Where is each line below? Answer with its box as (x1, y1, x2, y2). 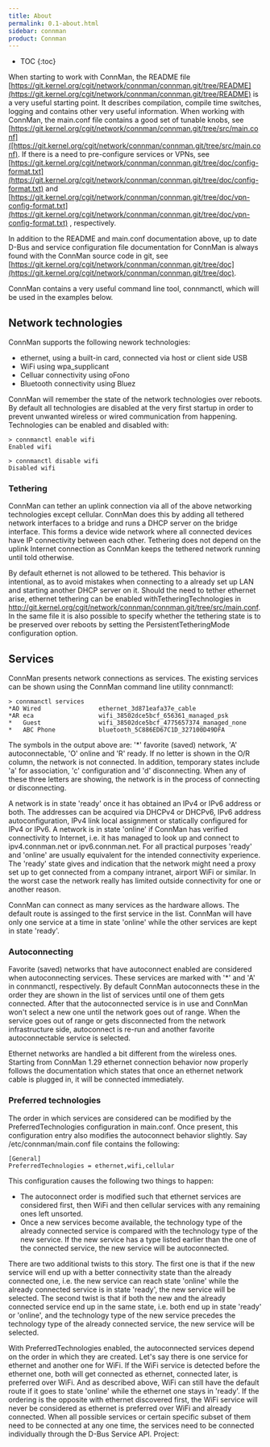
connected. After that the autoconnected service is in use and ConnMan (8, 999, 248, 1009)
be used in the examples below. (8, 293, 114, 302)
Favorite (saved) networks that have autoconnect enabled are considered (8, 964, 252, 974)
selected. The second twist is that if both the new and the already (8, 1293, 226, 1302)
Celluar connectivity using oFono (19, 370, 131, 380)
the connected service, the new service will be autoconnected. (19, 1242, 230, 1253)
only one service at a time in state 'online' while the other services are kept (8, 918, 258, 927)
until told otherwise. (8, 553, 74, 563)
